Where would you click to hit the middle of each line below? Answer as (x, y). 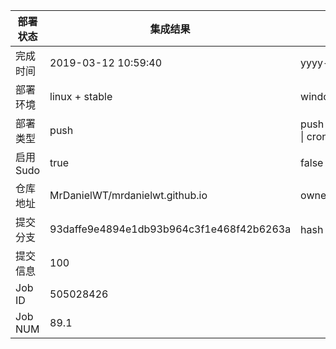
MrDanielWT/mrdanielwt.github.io (128, 195)
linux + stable (81, 96)
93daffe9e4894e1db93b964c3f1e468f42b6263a (170, 229)
